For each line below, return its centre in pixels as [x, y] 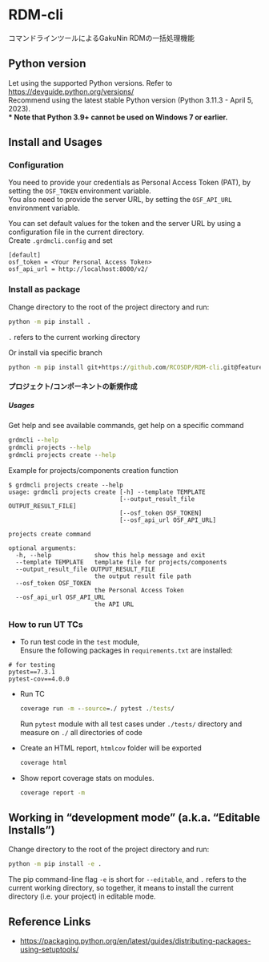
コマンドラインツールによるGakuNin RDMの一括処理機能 [101, 38]
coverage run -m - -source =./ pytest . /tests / [97, 708]
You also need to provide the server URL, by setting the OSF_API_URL [120, 200]
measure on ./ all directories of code [81, 732]
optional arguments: [43, 548]
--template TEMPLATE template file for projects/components [121, 562]
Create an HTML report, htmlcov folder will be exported [110, 748]
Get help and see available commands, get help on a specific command [126, 426]
